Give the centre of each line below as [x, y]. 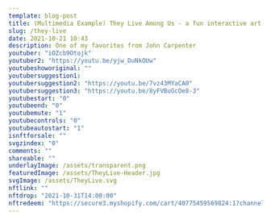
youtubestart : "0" [39, 98]
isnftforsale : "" [38, 135]
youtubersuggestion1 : [45, 76]
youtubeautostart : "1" [46, 128]
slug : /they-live [38, 31]
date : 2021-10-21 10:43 [48, 38]
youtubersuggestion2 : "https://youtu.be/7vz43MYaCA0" [101, 83]
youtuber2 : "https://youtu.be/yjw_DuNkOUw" [83, 61]
